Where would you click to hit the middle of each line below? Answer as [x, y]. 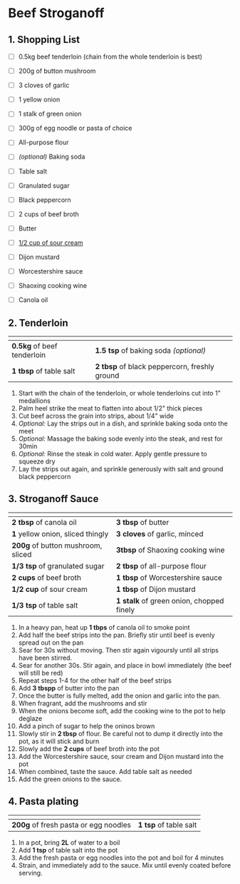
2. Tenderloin [38, 323]
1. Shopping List [44, 40]
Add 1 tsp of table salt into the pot [68, 850]
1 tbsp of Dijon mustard [156, 589]
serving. [30, 873]
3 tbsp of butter [142, 522]
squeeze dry [37, 461]
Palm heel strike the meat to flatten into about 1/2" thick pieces [110, 408]
